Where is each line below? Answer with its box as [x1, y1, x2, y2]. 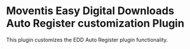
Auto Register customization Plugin [6, 17, 185, 30]
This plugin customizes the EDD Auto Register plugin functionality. [6, 36, 168, 43]
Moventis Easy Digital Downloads [6, 4, 175, 18]
